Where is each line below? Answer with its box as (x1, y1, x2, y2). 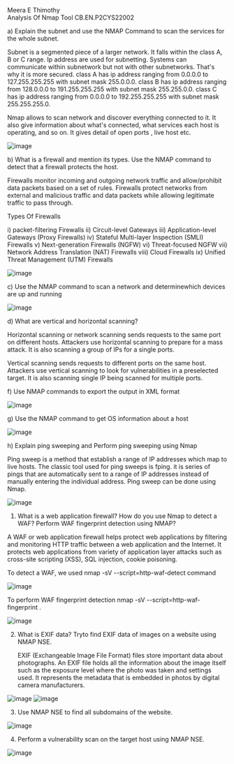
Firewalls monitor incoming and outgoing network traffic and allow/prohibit (7, 176, 222, 185)
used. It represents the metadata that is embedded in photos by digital (17, 674, 220, 682)
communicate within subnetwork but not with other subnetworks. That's (7, 63, 215, 71)
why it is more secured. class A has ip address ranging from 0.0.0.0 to (7, 70, 209, 78)
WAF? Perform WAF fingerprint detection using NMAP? (17, 519, 177, 527)
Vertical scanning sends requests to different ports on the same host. (7, 359, 207, 367)
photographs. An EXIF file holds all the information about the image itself (17, 658, 226, 667)
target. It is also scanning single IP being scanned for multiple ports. (7, 374, 203, 382)
